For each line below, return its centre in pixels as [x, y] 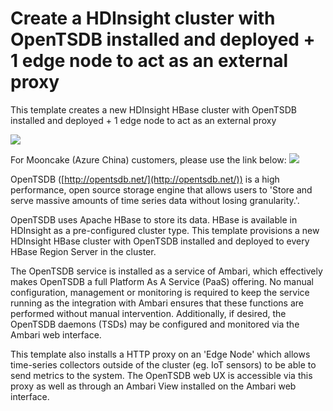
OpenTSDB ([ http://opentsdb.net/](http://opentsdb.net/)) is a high [145, 179]
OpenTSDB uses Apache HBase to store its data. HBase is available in [154, 219]
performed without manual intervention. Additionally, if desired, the [148, 313]
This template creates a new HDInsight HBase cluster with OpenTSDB [153, 109]
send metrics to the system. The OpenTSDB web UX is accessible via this [161, 375]
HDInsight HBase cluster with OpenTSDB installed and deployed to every [160, 241]
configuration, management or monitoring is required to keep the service [160, 292]
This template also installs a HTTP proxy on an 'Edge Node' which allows [160, 354]
